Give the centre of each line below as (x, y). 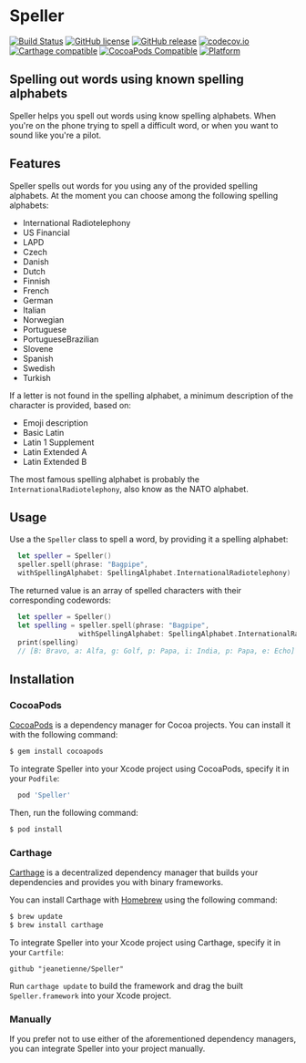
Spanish (38, 358)
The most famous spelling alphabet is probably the (105, 479)
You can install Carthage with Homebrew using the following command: (143, 900)
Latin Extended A (55, 451)
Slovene (38, 348)
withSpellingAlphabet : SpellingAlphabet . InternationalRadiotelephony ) (154, 573)
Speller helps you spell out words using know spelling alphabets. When (143, 116)
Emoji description (55, 423)
